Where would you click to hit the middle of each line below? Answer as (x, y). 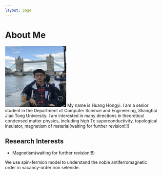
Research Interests (34, 141)
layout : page (18, 10)
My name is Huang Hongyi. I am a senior (108, 105)
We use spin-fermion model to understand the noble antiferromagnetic (76, 162)
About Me (25, 35)
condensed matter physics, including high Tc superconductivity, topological (81, 121)
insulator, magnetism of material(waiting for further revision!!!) (67, 126)
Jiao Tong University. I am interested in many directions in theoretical (74, 116)
